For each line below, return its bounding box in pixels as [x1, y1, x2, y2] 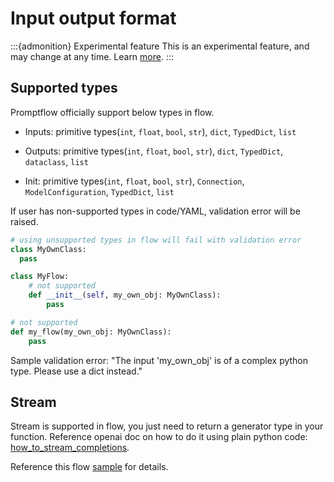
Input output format [10, 7, 177, 30]
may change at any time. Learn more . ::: [10, 50, 175, 62]
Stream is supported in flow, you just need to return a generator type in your [10, 420, 324, 432]
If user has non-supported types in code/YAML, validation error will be [10, 205, 301, 217]
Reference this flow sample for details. [10, 461, 169, 473]
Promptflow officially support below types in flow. [10, 106, 215, 118]
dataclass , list [24, 155, 89, 167]
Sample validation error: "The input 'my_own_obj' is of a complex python [10, 354, 309, 366]
